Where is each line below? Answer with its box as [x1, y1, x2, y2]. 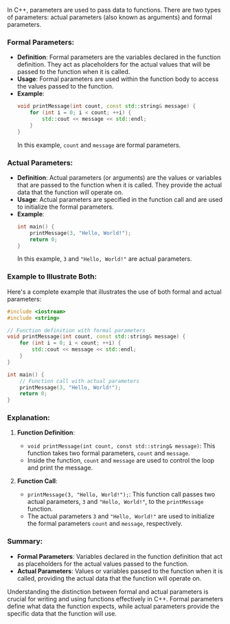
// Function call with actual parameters [19, 378, 139, 384]
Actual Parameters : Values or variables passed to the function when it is [16, 566, 223, 575]
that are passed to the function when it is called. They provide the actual [16, 181, 222, 189]
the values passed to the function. [16, 82, 114, 91]
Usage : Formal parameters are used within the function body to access [16, 75, 219, 83]
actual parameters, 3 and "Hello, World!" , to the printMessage [27, 498, 204, 506]
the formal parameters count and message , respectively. [27, 520, 183, 528]
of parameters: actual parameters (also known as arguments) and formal [7, 13, 213, 21]
